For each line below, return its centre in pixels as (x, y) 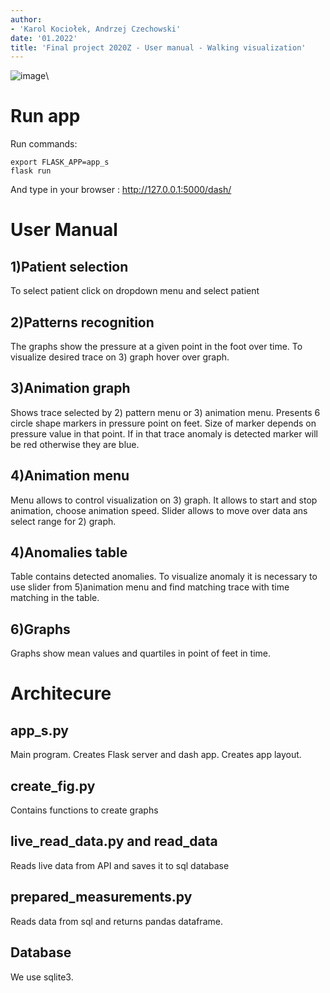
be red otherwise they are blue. (75, 444)
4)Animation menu (70, 476)
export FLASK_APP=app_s (60, 162)
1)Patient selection (69, 266)
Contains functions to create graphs (84, 810)
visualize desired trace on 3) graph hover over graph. (120, 357)
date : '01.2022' (44, 38)
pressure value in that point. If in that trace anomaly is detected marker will (164, 433)
